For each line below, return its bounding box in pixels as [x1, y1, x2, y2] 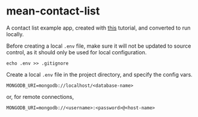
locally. [6, 30, 24, 37]
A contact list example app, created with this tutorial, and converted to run [6, 24, 191, 31]
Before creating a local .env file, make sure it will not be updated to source [6, 42, 191, 49]
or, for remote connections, [6, 93, 74, 100]
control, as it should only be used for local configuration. [6, 48, 147, 55]
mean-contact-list [6, 4, 100, 18]
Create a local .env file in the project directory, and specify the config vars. [6, 71, 193, 78]
